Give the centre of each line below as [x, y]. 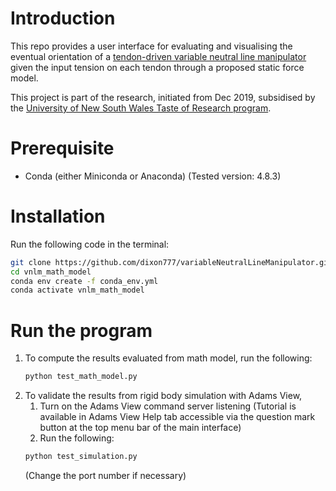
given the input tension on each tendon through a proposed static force [157, 67]
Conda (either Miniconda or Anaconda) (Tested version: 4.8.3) [153, 176]
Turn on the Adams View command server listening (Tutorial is [168, 406]
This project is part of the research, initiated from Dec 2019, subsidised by [163, 97]
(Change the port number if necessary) [105, 475]
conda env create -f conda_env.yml [84, 281]
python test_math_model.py [81, 377]
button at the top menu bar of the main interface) [140, 428]
